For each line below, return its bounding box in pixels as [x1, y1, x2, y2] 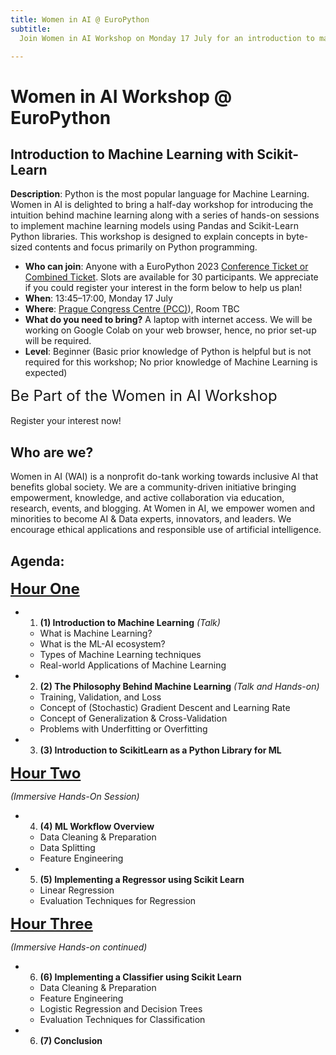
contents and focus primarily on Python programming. [34, 241, 258, 253]
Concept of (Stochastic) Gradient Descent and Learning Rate [39, 702, 291, 713]
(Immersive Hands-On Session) [10, 791, 140, 802]
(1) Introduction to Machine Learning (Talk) [39, 617, 221, 628]
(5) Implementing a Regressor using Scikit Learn [39, 874, 245, 885]
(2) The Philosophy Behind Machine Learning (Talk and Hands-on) [39, 681, 320, 692]
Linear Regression [39, 884, 115, 896]
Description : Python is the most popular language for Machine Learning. [10, 188, 310, 200]
